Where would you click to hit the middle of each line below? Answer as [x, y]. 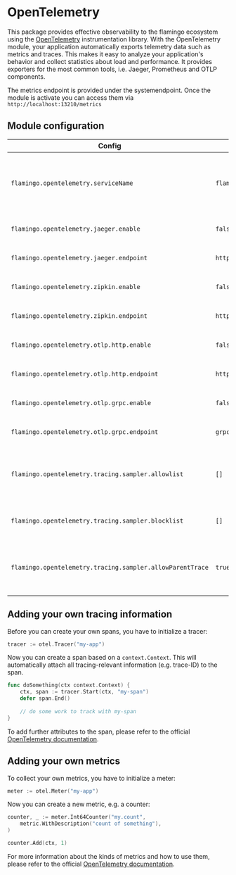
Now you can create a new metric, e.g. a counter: [79, 804]
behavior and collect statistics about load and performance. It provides [110, 61]
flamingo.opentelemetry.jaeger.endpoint [79, 258]
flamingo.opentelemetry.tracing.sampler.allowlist [97, 474]
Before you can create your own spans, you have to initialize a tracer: [107, 631]
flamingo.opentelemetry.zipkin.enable [76, 287]
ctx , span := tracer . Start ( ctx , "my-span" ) [85, 692]
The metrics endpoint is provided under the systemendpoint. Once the [109, 90]
